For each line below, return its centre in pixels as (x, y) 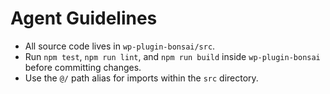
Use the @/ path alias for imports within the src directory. (141, 78)
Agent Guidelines (84, 18)
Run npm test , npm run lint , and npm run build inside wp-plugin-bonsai (172, 56)
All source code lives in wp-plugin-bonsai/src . (120, 46)
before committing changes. (83, 67)
